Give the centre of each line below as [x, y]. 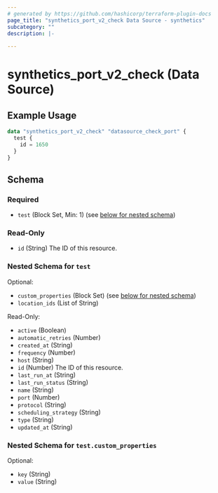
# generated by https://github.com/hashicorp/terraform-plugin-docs [109, 14]
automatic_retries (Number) [59, 337]
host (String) [35, 360]
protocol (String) [42, 405]
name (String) [35, 390]
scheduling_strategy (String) [59, 412]
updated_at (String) [45, 427]
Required [23, 199]
